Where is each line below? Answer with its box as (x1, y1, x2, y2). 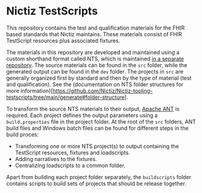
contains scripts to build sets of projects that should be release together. (6, 180, 187, 187)
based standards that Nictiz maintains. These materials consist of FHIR (6, 30, 182, 37)
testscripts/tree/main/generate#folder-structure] (6, 93, 127, 101)
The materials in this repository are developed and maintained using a (6, 48, 180, 55)
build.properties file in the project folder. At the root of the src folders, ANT (6, 118, 197, 125)
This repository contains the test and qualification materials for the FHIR (6, 24, 185, 31)
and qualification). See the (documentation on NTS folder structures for (6, 80, 184, 88)
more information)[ (6, 87, 53, 94)
